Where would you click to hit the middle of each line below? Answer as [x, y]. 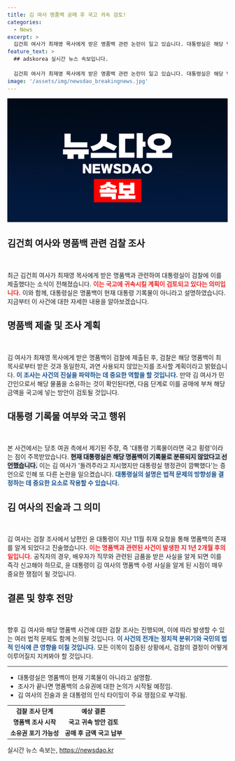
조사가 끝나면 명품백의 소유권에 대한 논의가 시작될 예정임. [95, 686]
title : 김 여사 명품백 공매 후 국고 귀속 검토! [67, 15]
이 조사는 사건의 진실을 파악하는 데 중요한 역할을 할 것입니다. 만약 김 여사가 [117, 375]
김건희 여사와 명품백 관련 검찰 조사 [76, 244]
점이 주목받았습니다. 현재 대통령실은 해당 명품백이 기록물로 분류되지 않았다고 [117, 457]
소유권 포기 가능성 [35, 733]
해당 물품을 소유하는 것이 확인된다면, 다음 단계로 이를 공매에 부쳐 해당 [131, 383]
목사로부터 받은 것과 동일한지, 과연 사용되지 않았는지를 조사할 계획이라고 [105, 366]
